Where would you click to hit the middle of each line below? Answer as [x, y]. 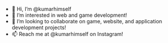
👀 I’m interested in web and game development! [69, 15]
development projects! [39, 27]
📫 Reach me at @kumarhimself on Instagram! [67, 34]
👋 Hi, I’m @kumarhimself [41, 9]
